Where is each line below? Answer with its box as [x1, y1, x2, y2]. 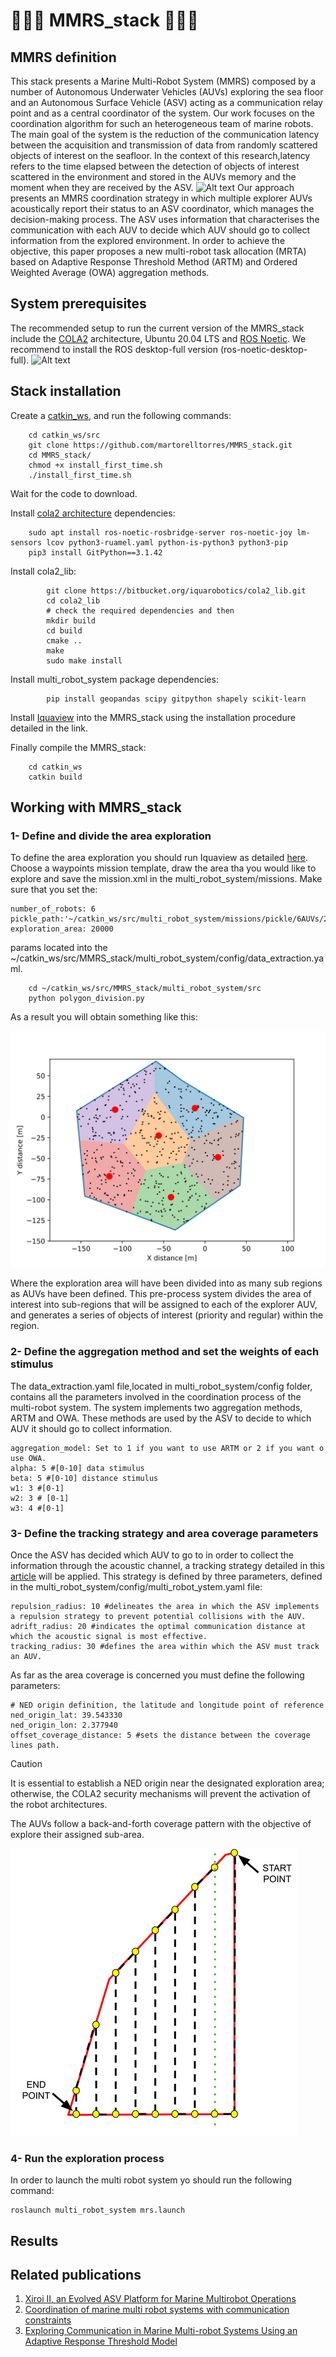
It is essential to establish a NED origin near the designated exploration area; [10, 1777, 325, 1789]
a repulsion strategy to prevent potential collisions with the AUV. [10, 1611, 307, 1621]
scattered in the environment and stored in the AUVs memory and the [10, 171, 297, 183]
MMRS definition [10, 49, 117, 66]
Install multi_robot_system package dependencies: [10, 673, 219, 685]
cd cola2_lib [46, 595, 101, 606]
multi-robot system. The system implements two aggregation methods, [10, 1401, 303, 1413]
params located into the [10, 942, 108, 954]
